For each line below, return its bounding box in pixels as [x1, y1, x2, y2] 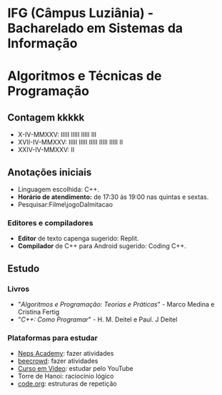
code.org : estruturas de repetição [17, 379, 117, 388]
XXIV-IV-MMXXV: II [17, 145, 75, 154]
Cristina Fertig [17, 307, 60, 316]
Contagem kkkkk [7, 111, 85, 123]
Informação [7, 36, 78, 51]
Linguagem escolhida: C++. [17, 185, 100, 193]
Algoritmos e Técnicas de [7, 68, 162, 84]
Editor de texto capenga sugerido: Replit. [17, 234, 139, 243]
